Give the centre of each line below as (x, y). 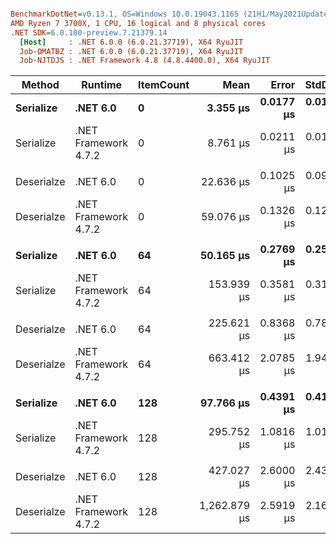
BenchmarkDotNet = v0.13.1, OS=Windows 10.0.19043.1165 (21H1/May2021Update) (171, 14)
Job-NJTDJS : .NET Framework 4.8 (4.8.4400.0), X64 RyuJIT (145, 61)
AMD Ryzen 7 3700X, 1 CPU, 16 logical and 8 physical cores (138, 23)
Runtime (102, 85)
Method (40, 85)
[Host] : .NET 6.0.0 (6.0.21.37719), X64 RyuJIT (131, 42)
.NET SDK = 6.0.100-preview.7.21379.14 (89, 32)
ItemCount (164, 85)
